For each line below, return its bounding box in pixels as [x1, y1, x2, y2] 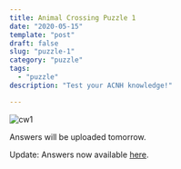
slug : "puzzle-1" [9, 47, 75, 56]
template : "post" [9, 30, 75, 39]
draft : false [9, 38, 59, 48]
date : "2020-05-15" [9, 22, 84, 31]
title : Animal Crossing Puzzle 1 [9, 13, 136, 23]
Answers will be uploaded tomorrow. [9, 131, 147, 142]
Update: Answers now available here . [9, 149, 149, 160]
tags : [9, 65, 30, 74]
